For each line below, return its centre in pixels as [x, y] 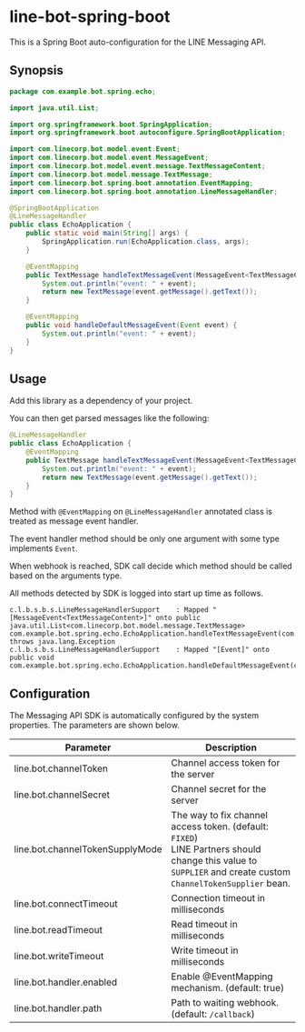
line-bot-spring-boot [90, 17]
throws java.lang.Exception [63, 642]
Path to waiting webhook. [225, 1003]
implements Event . [44, 548]
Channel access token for [226, 763]
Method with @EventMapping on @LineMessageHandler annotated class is [141, 512]
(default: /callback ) [213, 1014]
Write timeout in [205, 950]
